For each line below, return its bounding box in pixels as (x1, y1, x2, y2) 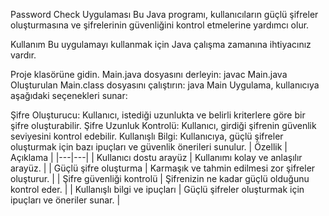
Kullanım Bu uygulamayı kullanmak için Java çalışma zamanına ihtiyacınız (10, 39, 312, 50)
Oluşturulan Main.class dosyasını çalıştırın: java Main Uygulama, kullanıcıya (10, 79, 320, 91)
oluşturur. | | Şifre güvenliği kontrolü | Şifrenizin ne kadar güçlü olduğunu (10, 173, 310, 184)
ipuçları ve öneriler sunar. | (10, 194, 121, 206)
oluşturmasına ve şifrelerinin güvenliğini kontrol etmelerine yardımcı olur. (10, 19, 310, 31)
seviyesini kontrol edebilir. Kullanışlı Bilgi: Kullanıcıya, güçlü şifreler (10, 130, 284, 142)
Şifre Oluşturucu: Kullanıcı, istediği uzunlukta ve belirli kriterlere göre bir (10, 109, 306, 121)
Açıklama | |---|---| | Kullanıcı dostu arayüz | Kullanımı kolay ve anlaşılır (10, 152, 303, 163)
